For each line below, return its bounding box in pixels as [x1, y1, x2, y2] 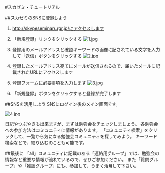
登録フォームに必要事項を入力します [12, 80, 87, 86]
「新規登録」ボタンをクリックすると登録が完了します [12, 91, 121, 96]
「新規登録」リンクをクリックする [12, 36, 82, 42]
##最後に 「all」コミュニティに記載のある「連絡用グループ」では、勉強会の [5, 150, 160, 156]
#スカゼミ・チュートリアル [5, 4, 60, 10]
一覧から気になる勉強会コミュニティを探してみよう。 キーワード [26, 133, 158, 139]
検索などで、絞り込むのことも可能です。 [5, 140, 87, 145]
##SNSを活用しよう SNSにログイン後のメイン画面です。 [5, 101, 120, 107]
